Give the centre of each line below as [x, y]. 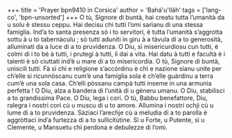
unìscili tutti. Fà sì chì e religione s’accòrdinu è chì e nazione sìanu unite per [115, 69]
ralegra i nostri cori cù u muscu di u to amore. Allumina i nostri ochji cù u [110, 105]
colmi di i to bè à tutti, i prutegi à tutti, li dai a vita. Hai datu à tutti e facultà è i [116, 54]
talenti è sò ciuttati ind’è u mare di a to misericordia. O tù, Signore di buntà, [114, 61]
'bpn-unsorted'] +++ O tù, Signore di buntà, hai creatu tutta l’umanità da [122, 17]
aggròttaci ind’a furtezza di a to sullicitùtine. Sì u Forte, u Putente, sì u [106, 120]
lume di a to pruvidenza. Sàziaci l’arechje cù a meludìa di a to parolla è [107, 112]
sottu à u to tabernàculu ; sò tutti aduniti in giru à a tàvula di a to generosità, [115, 39]
